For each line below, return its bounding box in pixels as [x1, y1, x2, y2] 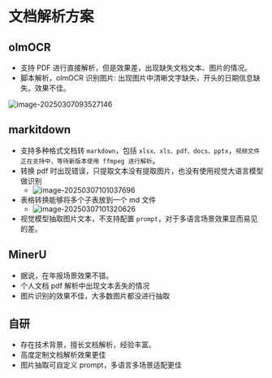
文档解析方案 [8, 7, 95, 26]
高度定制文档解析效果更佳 [19, 350, 106, 360]
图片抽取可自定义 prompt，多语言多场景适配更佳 [19, 360, 183, 370]
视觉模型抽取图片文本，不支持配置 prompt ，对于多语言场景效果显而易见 [19, 213, 258, 224]
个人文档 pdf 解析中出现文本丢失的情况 [19, 280, 150, 290]
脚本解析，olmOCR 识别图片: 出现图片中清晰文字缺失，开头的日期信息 [19, 73, 253, 82]
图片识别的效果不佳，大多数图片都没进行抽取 [19, 290, 171, 301]
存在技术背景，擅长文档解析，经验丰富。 [19, 340, 156, 350]
